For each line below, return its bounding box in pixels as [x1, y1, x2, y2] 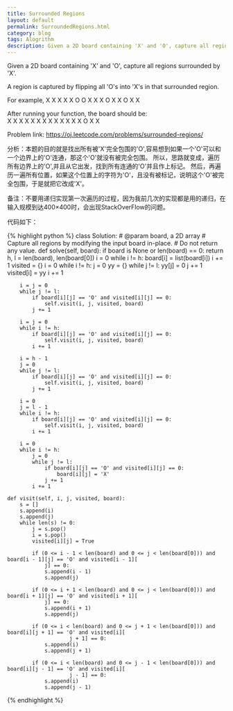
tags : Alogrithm [7, 36, 54, 43]
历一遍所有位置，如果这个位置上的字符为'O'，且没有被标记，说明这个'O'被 [7, 171, 218, 179]
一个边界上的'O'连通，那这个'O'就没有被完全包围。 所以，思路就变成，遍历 [7, 154, 221, 161]
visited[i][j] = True [32, 538, 95, 545]
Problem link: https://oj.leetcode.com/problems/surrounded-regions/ [7, 130, 203, 138]
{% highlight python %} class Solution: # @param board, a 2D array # [7, 232, 206, 240]
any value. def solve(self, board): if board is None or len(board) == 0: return [7, 246, 224, 255]
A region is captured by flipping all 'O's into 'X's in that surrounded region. [7, 83, 220, 90]
